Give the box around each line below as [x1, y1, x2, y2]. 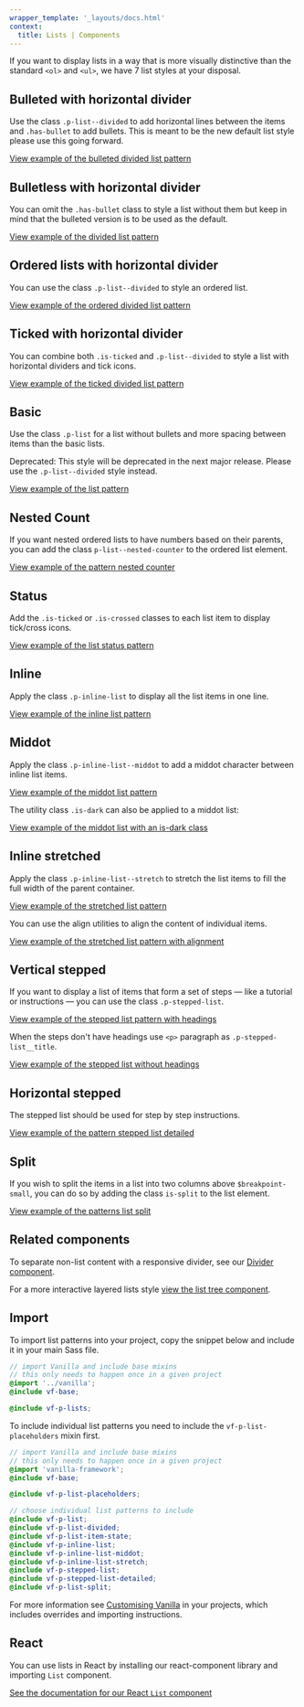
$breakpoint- [236, 1179, 288, 1189]
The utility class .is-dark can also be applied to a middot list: [9, 804, 239, 815]
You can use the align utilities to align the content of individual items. [9, 918, 267, 929]
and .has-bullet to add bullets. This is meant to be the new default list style [9, 125, 295, 137]
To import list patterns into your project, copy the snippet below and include [9, 1334, 295, 1345]
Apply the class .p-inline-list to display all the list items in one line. [9, 690, 269, 701]
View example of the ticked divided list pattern [9, 378, 184, 389]
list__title [9, 1043, 55, 1052]
